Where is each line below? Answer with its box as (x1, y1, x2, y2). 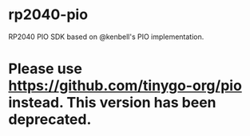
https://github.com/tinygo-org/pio (8, 77, 242, 95)
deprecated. (8, 111, 92, 129)
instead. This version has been (8, 94, 216, 112)
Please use (8, 60, 82, 78)
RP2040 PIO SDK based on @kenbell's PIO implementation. (8, 32, 204, 41)
